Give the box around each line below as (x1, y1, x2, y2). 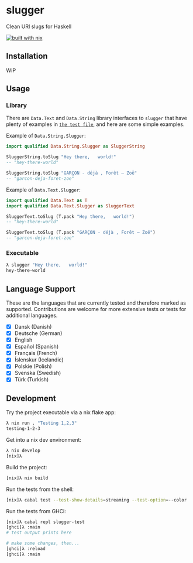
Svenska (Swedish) (14, 370, 61, 377)
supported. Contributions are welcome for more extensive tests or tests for (6, 305, 187, 312)
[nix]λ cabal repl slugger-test (6, 519, 85, 525)
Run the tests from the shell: (6, 486, 74, 493)
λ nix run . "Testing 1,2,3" (6, 420, 77, 426)
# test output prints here (6, 530, 72, 536)
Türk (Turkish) (14, 376, 49, 383)
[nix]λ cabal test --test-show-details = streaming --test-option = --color (6, 497, 187, 503)
